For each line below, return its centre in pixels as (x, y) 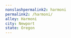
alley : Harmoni (21, 19)
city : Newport (20, 23)
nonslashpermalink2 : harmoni (36, 10)
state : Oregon (20, 28)
